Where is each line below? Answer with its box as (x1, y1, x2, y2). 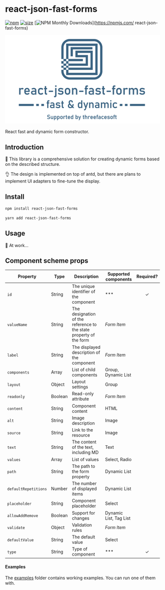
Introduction (5, 143, 44, 151)
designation (72, 311, 96, 317)
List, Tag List (105, 515, 131, 521)
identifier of (72, 289, 96, 295)
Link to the (72, 427, 93, 433)
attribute (72, 396, 89, 402)
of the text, (72, 444, 94, 450)
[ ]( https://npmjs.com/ (34, 20, 134, 26)
